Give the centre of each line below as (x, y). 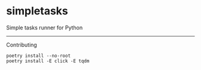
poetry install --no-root (38, 56)
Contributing (22, 45)
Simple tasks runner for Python (44, 28)
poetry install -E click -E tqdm (48, 61)
